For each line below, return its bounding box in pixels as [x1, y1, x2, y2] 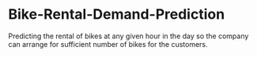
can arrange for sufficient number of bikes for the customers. [8, 39, 208, 48]
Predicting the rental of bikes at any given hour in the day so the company [8, 31, 249, 41]
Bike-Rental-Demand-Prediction [8, 5, 225, 23]
